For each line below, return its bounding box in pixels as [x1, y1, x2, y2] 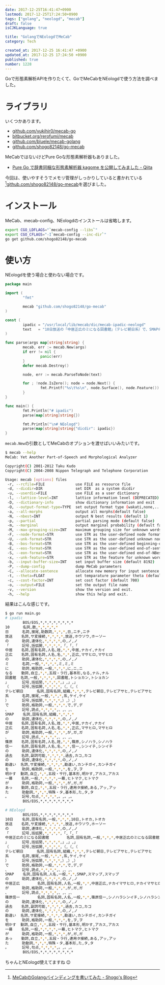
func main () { [5, 404, 34, 408]
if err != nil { [23, 349, 56, 355]
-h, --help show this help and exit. [7, 592, 129, 597]
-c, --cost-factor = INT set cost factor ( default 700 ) [7, 577, 139, 583]
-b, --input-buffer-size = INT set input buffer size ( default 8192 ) [7, 560, 155, 565]
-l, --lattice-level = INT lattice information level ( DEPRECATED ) [7, 496, 160, 501]
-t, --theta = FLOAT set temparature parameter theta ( [7, 574, 148, 578]
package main [5, 282, 32, 287]
